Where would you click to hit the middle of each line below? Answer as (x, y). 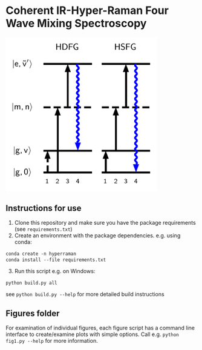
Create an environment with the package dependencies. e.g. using (97, 236)
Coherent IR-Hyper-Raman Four (87, 11)
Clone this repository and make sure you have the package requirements (105, 223)
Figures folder (33, 313)
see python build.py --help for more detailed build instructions (85, 294)
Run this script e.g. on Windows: (55, 271)
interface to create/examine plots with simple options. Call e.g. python (93, 334)
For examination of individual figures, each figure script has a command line (100, 328)
